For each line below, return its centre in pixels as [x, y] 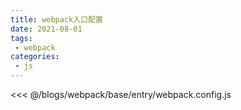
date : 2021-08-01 [46, 29]
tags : [21, 38]
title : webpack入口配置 [56, 19]
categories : [35, 57]
